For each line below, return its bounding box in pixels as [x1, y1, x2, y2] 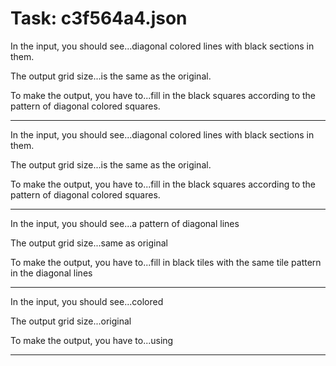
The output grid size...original [10, 315, 132, 327]
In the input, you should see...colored [10, 295, 164, 307]
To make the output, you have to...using [10, 334, 174, 346]
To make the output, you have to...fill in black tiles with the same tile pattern [10, 256, 322, 268]
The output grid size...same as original [10, 237, 168, 249]
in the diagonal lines [10, 267, 93, 279]
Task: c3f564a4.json [10, 7, 188, 30]
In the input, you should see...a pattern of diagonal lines [10, 217, 240, 229]
